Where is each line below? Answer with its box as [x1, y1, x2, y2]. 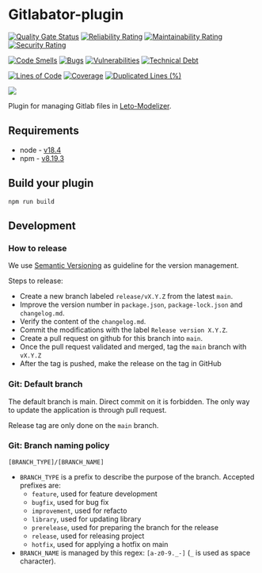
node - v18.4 [19, 145, 62, 155]
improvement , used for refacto [31, 506, 127, 515]
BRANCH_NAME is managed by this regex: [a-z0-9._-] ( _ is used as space [19, 548, 251, 557]
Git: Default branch [8, 379, 83, 390]
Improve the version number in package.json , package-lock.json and [19, 300, 243, 310]
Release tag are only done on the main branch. [8, 420, 159, 430]
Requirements [8, 124, 79, 138]
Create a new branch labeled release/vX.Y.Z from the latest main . [19, 292, 234, 301]
